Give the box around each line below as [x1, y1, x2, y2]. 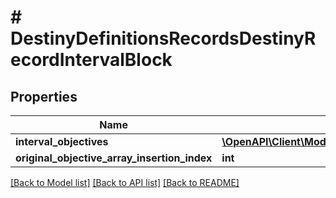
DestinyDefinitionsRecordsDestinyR [10, 27, 317, 50]
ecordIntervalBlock [10, 49, 173, 71]
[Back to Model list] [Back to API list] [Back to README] [10, 177, 240, 188]
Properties [10, 88, 78, 105]
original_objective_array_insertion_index [15, 151, 213, 165]
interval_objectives [15, 135, 109, 148]
